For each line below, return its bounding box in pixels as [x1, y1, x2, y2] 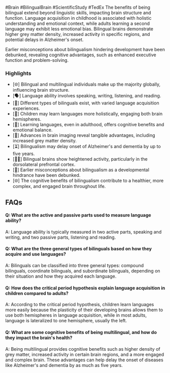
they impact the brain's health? [5, 334, 73, 341]
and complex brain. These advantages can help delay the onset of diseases [5, 357, 163, 363]
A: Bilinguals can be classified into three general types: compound [5, 263, 144, 269]
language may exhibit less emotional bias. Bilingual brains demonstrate [5, 26, 154, 32]
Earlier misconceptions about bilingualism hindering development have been [5, 47, 165, 52]
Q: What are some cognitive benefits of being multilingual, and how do [5, 329, 157, 335]
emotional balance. [12, 127, 53, 133]
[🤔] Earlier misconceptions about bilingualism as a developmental [12, 167, 150, 173]
